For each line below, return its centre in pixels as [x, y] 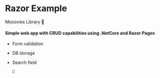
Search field [24, 62]
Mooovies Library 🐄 [25, 22]
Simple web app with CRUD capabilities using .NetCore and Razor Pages [80, 33]
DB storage [23, 53]
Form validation [28, 44]
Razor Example [36, 8]
